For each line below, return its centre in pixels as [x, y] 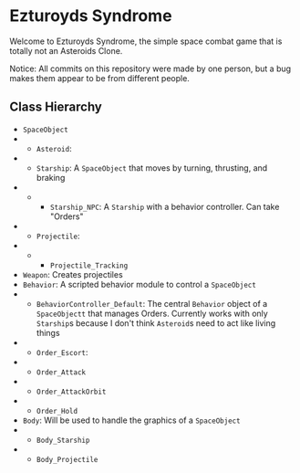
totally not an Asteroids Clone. [66, 50]
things [48, 332]
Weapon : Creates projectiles [72, 274]
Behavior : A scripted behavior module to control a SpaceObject [140, 284]
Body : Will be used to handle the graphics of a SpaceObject [131, 420]
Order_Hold [57, 411]
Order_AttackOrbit [71, 392]
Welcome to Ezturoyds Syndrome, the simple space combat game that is [146, 41]
